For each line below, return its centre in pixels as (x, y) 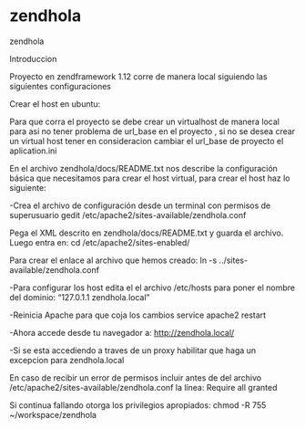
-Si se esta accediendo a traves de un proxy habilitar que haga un (133, 350)
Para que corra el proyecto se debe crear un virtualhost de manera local (145, 121)
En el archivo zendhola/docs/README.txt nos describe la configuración (143, 168)
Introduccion (33, 58)
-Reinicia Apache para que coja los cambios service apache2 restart (138, 315)
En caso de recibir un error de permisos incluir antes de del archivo (136, 377)
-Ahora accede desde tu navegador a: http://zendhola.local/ (122, 332)
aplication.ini (33, 151)
